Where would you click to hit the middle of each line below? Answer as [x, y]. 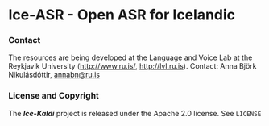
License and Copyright [54, 96]
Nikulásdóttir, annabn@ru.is [54, 75]
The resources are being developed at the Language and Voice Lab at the [130, 57]
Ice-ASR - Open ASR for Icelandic [122, 15]
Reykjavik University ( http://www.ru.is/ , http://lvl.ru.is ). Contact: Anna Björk [132, 66]
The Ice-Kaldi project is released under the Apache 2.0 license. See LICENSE [135, 113]
